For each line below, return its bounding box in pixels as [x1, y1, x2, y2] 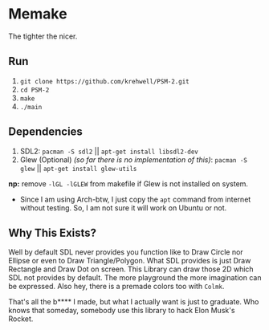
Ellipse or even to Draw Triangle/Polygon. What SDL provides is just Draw [8, 256, 251, 266]
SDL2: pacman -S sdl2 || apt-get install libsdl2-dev [19, 146, 199, 156]
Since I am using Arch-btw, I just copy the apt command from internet [19, 194, 251, 204]
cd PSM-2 [19, 86, 50, 94]
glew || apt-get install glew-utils [19, 163, 137, 173]
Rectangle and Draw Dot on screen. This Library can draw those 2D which [8, 264, 255, 274]
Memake [8, 5, 67, 23]
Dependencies [8, 125, 83, 139]
